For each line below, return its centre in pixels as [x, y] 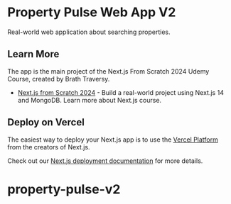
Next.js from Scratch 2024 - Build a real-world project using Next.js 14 [120, 92]
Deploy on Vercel [46, 122]
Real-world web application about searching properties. [89, 32]
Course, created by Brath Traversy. [59, 79]
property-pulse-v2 [64, 189]
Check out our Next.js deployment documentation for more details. [105, 161]
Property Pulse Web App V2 [92, 12]
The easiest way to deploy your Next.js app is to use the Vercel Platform [113, 140]
